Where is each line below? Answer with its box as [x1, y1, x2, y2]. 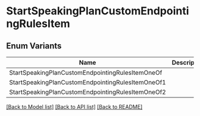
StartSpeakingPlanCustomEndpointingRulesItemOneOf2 [9, 88, 167, 96]
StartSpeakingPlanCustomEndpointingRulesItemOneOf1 [9, 78, 167, 86]
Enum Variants [6, 41, 62, 51]
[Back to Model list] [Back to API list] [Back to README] [6, 103, 143, 110]
